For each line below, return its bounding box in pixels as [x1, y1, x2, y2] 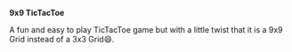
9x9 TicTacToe [9, 8, 65, 18]
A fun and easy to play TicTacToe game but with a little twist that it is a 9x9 [9, 25, 283, 34]
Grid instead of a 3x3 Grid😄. [9, 34, 115, 44]
